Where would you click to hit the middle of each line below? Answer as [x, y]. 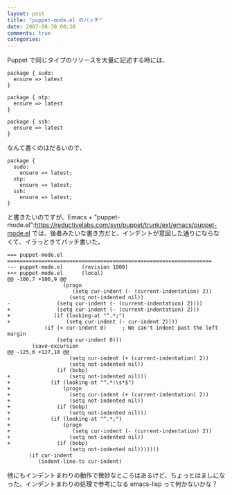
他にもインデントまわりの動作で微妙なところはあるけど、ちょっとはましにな [116, 476]
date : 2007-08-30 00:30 [42, 26]
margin [17, 334]
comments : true [29, 33]
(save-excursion [55, 346]
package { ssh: [29, 122]
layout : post [26, 14]
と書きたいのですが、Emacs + [50, 217]
